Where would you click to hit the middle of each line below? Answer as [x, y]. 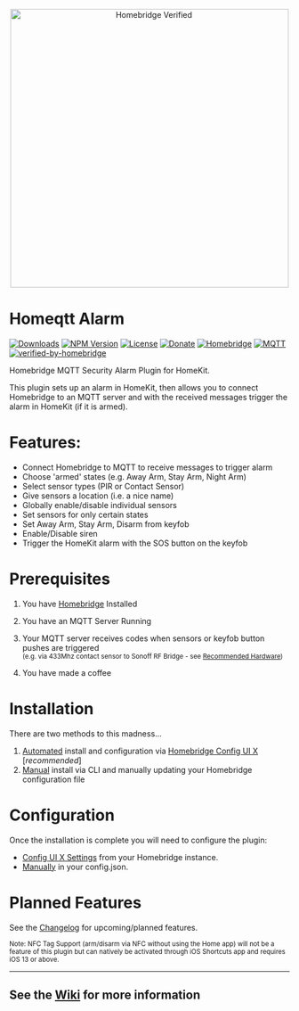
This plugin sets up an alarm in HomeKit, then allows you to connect [134, 387]
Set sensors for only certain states [85, 514]
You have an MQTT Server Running [87, 621]
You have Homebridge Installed [80, 604]
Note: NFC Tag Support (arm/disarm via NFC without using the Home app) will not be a [142, 944]
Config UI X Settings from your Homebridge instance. [120, 857]
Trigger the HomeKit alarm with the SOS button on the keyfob [135, 543]
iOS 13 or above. [34, 959]
